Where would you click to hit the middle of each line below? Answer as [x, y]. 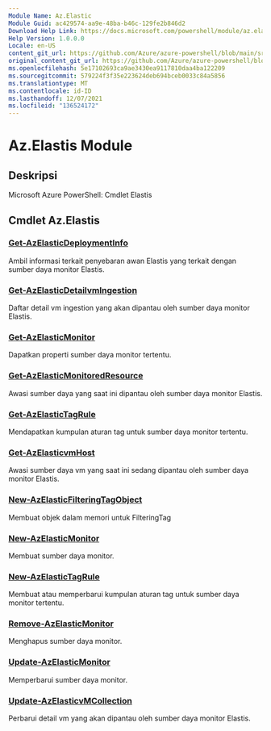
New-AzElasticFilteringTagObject [75, 499]
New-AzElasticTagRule [54, 576]
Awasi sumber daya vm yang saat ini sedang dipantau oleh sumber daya [128, 470]
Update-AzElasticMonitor [59, 662]
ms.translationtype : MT [48, 83]
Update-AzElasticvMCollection [71, 700]
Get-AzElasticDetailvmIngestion [73, 290]
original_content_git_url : [54, 61]
